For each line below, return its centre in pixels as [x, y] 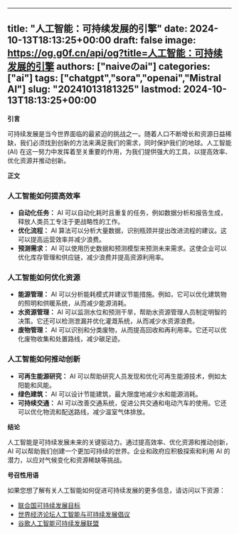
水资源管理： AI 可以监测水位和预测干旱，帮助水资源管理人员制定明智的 [122, 312]
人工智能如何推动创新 [44, 359]
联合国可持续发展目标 [49, 505]
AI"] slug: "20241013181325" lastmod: [94, 89]
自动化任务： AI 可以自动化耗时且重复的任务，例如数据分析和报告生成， [122, 213]
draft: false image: [155, 40]
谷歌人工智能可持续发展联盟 [58, 523]
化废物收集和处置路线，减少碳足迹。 [71, 339]
